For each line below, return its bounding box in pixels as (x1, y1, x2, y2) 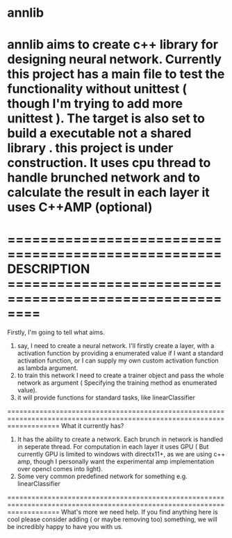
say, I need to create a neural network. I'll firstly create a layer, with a (17, 342, 215, 350)
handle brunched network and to (7, 170, 200, 186)
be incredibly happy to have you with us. (7, 523, 124, 531)
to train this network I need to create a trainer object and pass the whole (17, 371, 224, 380)
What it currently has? (61, 422, 124, 430)
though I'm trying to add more (7, 96, 183, 112)
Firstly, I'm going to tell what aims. (7, 329, 106, 337)
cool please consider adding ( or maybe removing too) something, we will (7, 515, 217, 523)
